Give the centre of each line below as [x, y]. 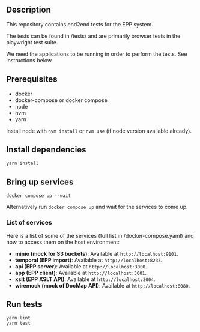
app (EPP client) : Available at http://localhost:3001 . [81, 273]
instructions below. [29, 60]
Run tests [24, 304]
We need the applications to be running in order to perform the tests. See [97, 54]
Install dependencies [46, 150]
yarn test [19, 324]
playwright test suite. [32, 42]
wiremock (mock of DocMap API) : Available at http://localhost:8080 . [102, 285]
